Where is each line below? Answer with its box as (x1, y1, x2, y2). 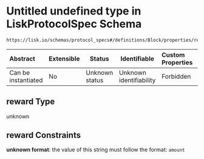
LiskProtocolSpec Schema (6, 17, 142, 31)
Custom (161, 50, 185, 59)
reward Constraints (6, 130, 81, 140)
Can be (9, 68, 30, 77)
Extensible (48, 54, 80, 63)
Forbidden (161, 72, 191, 80)
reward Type (6, 97, 55, 107)
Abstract (9, 54, 35, 63)
